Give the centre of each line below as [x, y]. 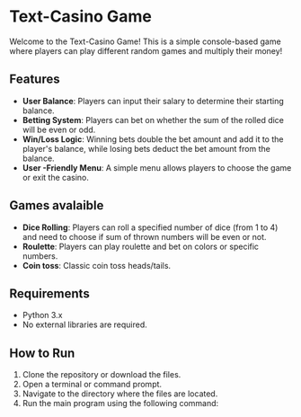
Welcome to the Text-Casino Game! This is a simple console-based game [145, 41]
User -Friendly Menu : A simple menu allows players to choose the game [157, 167]
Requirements [49, 293]
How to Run [42, 353]
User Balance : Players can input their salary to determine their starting [153, 101]
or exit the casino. [56, 177]
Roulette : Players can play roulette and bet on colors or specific [140, 246]
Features [35, 80]
